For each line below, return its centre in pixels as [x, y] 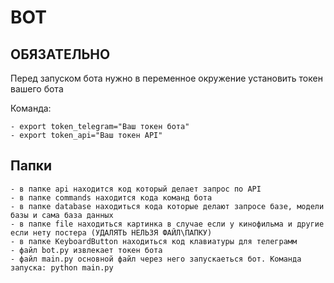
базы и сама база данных [62, 215]
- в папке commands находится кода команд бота [111, 197]
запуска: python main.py [62, 267]
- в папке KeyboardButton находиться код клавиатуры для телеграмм [154, 241]
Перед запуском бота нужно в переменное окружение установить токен [166, 78]
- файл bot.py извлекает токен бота [86, 250]
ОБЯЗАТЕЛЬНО [60, 54]
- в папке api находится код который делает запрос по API [136, 189]
